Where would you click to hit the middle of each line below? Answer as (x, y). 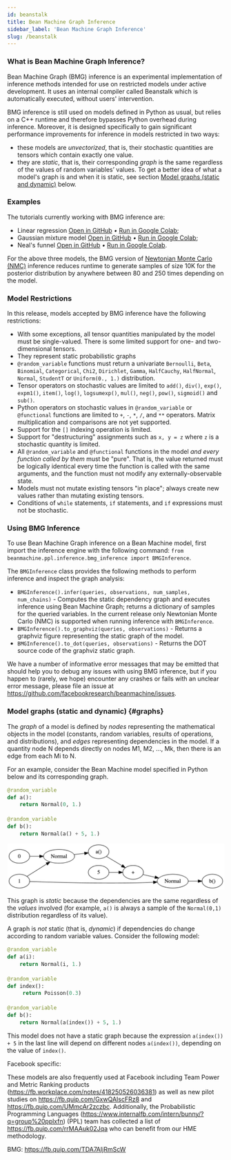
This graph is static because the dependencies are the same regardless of (113, 901)
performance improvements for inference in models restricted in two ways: (113, 134)
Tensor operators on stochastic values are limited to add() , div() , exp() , (119, 386)
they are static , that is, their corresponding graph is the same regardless (120, 162)
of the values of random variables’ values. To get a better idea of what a (119, 169)
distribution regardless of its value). (58, 915)
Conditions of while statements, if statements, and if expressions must (120, 503)
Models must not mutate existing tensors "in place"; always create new (118, 488)
